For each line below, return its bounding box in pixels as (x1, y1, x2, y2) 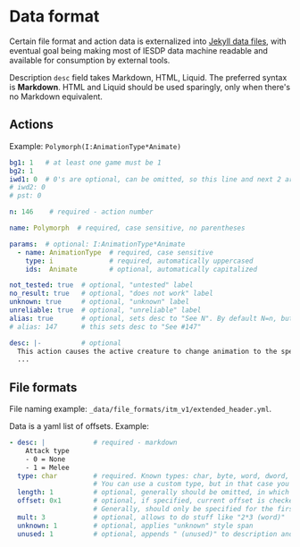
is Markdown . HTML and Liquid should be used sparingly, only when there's (9, 81, 291, 92)
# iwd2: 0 (9, 183, 46, 192)
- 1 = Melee (25, 463, 70, 472)
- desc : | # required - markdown (9, 438, 178, 448)
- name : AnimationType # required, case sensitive (17, 248, 214, 257)
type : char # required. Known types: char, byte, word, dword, (17, 471, 290, 480)
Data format (9, 6, 100, 27)
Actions (9, 117, 54, 132)
